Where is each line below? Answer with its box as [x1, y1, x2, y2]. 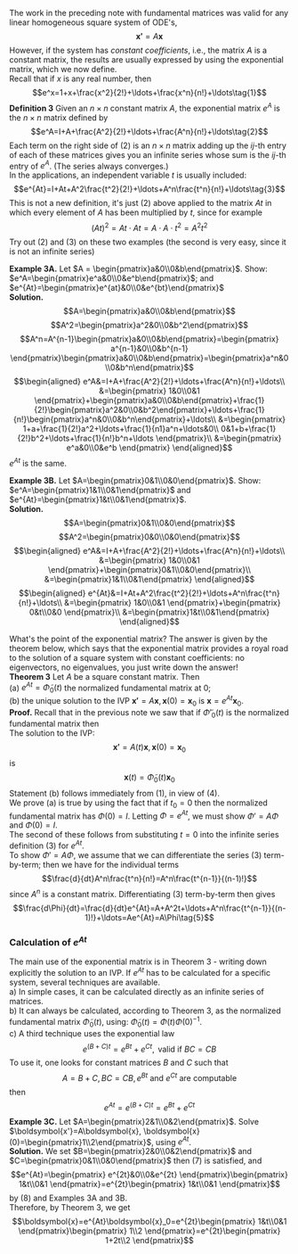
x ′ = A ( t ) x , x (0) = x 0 [112, 742, 187, 755]
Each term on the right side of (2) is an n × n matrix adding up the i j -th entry [9, 140, 287, 151]
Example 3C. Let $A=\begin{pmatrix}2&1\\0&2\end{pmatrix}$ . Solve [9, 1116, 260, 1126]
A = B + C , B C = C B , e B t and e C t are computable [61, 1071, 238, 1083]
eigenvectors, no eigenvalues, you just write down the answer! [9, 662, 238, 672]
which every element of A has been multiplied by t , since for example [9, 207, 262, 218]
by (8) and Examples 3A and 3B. [9, 1192, 127, 1203]
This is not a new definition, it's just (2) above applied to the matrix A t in [9, 198, 272, 209]
